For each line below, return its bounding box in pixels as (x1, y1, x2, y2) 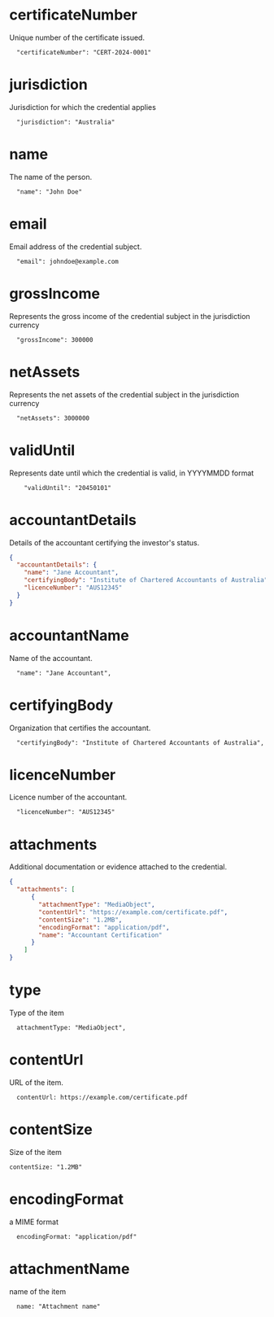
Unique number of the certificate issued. (9, 33, 146, 42)
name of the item (9, 1286, 67, 1296)
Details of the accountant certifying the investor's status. (9, 537, 200, 547)
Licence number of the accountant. (9, 792, 128, 803)
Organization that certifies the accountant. (9, 723, 151, 733)
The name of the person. (9, 172, 93, 182)
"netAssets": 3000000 (16, 413, 90, 422)
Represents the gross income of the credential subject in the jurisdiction (9, 311, 250, 321)
